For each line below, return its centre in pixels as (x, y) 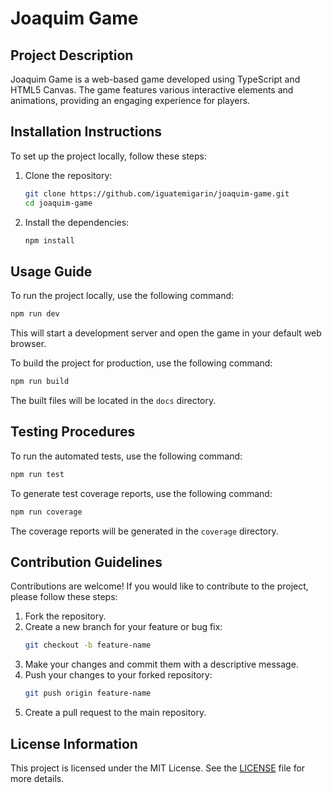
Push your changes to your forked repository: (118, 675)
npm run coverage (46, 512)
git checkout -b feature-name (88, 645)
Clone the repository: (68, 175)
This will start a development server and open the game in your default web (166, 333)
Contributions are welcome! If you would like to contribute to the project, (159, 586)
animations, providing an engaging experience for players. (130, 100)
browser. (28, 344)
